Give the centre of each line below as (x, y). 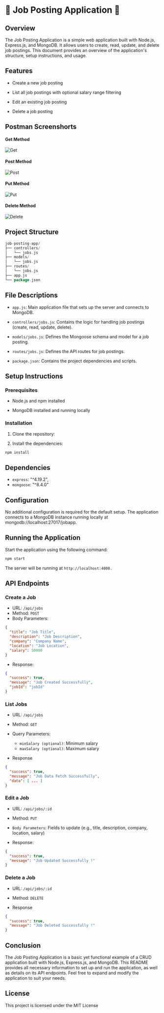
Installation (19, 423)
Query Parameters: (31, 734)
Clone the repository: (34, 434)
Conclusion (23, 945)
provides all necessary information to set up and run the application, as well (81, 967)
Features (19, 71)
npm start (15, 559)
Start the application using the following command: (57, 549)
